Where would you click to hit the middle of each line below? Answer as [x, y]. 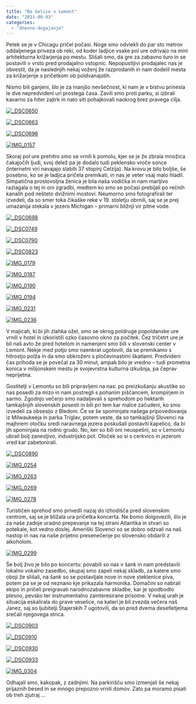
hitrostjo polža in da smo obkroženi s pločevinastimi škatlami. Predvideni [94, 356]
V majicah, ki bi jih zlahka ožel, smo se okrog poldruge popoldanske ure [92, 331]
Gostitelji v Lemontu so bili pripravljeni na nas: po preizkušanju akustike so [96, 386]
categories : [20, 22]
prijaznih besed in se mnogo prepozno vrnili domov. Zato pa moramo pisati [96, 689]
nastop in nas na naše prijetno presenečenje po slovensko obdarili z [88, 536]
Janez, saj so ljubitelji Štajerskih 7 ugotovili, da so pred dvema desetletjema [97, 608]
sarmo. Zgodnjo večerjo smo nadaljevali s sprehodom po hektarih [85, 399]
